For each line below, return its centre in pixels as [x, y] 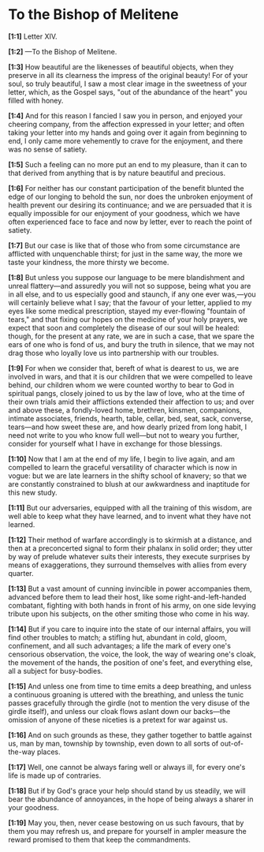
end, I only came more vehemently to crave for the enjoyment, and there [126, 140]
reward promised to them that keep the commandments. [100, 839]
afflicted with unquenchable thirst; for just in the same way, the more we [125, 253]
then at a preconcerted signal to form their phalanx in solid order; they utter [131, 548]
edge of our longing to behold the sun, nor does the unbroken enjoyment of [131, 196]
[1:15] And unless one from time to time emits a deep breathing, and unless [130, 686]
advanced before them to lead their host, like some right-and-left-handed [127, 596]
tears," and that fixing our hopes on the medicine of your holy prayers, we [128, 319]
